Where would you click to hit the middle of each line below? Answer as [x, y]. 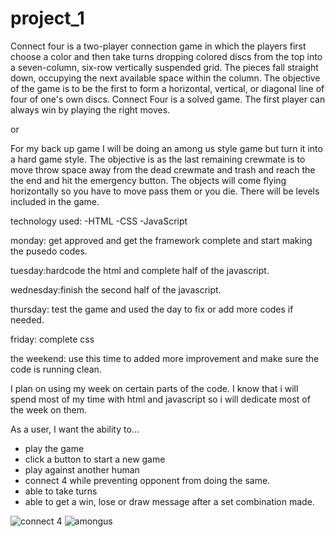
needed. [27, 319]
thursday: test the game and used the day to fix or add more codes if [152, 309]
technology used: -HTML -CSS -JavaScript [99, 221]
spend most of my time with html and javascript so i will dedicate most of [160, 399]
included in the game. [55, 201]
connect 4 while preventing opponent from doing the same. [147, 480]
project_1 [47, 18]
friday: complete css [52, 339]
